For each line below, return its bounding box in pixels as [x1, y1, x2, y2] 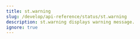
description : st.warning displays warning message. [6, 19, 135, 25]
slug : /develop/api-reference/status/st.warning [6, 14, 127, 19]
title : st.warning [6, 8, 51, 14]
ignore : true [6, 24, 38, 30]
